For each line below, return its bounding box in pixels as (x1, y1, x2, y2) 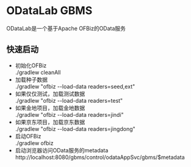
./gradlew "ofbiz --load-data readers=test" (15, 97, 123, 104)
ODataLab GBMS (6, 4, 93, 18)
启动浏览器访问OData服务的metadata (15, 146, 109, 154)
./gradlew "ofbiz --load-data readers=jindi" (15, 111, 124, 118)
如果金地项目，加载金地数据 (15, 104, 85, 111)
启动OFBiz (15, 132, 41, 139)
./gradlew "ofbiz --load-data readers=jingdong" (15, 125, 135, 132)
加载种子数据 (15, 76, 48, 83)
